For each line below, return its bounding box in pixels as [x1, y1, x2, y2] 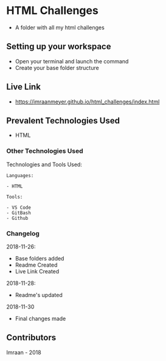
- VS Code [6, 205, 32, 211]
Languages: [6, 172, 34, 178]
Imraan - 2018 [6, 348, 41, 356]
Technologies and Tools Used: [6, 161, 82, 168]
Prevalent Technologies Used [6, 115, 120, 125]
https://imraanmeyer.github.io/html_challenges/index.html [15, 98, 160, 105]
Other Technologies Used [6, 147, 83, 155]
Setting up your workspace [6, 41, 111, 52]
